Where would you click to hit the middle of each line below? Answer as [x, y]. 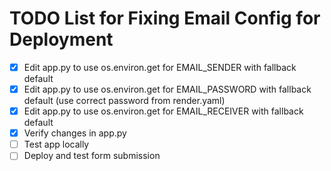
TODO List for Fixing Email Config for [165, 18]
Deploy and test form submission [92, 156]
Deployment [61, 39]
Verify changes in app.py [75, 133]
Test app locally [56, 144]
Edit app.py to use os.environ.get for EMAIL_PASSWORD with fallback [167, 89]
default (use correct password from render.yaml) [124, 101]
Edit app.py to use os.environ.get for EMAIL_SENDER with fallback [160, 67]
